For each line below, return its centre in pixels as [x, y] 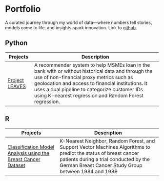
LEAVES [17, 86]
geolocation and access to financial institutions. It [91, 83]
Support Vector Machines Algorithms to [105, 147]
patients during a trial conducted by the [105, 159]
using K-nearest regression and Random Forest [89, 95]
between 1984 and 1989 [89, 171]
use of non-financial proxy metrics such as [83, 77]
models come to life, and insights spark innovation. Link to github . [71, 27]
